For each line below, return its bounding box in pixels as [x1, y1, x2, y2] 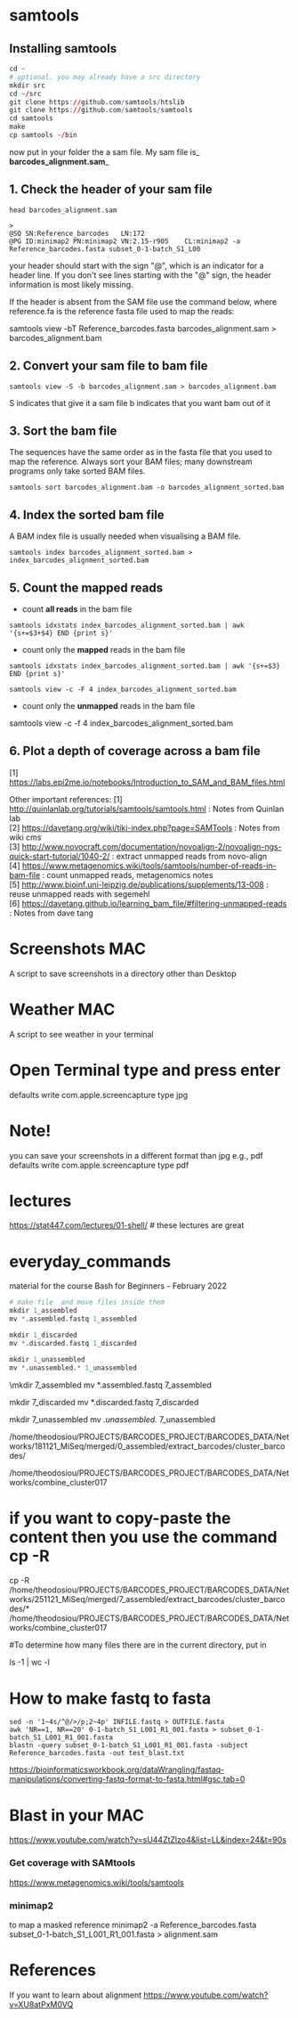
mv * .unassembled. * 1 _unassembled [9, 1363, 138, 1372]
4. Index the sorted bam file [9, 507, 165, 522]
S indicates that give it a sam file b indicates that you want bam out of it [9, 397, 271, 408]
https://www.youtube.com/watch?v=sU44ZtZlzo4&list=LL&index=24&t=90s [9, 1835, 287, 1845]
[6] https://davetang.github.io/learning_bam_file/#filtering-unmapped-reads [9, 898, 287, 908]
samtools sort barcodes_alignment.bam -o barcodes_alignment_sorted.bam [9, 483, 285, 492]
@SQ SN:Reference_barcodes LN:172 [9, 229, 145, 238]
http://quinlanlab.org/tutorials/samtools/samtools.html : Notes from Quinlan [9, 803, 285, 814]
